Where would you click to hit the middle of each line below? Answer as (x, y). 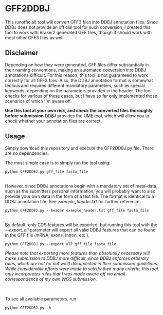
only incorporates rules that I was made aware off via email (65, 273)
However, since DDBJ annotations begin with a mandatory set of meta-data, (81, 186)
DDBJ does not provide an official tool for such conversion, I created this (78, 27)
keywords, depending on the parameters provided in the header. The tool (78, 90)
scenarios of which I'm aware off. (38, 101)
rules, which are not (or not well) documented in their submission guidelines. (82, 263)
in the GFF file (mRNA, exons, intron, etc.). (47, 235)
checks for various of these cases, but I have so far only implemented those (81, 96)
